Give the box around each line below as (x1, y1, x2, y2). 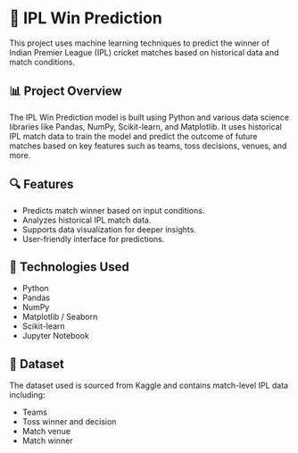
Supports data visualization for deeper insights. (21, 223, 196, 235)
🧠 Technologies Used (9, 259, 129, 274)
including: (9, 390, 46, 400)
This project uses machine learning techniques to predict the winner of (9, 38, 270, 48)
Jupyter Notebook (21, 331, 89, 341)
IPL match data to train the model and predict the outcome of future (9, 130, 258, 141)
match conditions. (9, 56, 76, 67)
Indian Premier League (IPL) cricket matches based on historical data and (9, 46, 279, 57)
